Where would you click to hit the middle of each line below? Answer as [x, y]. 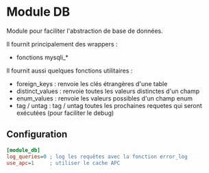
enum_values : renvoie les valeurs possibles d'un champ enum [104, 98]
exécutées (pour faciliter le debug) [65, 113]
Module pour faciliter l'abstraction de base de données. [85, 31]
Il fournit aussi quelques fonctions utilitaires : [70, 70]
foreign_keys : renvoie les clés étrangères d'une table [92, 83]
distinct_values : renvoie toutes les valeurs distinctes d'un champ [108, 91]
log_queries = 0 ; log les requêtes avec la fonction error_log [97, 157]
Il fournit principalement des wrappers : [62, 44]
